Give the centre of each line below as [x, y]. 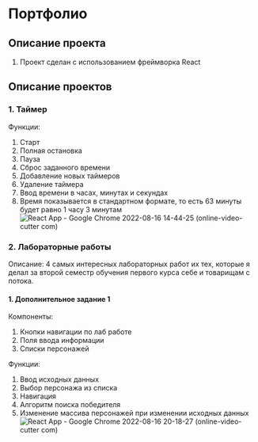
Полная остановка [51, 151]
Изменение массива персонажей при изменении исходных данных [134, 413]
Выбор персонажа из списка [68, 388]
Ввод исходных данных [59, 379]
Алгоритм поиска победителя [70, 405]
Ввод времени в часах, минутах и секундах [94, 192]
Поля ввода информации [62, 341]
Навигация [38, 396]
